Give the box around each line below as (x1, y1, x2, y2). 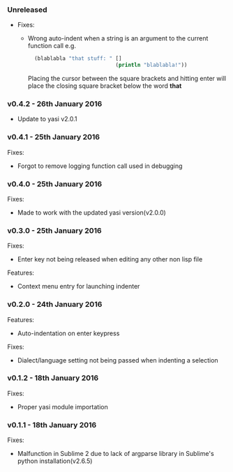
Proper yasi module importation (17, 402, 108, 411)
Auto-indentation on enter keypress (17, 329, 120, 337)
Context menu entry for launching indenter (17, 282, 140, 291)
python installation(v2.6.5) (17, 457, 93, 465)
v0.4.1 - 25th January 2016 (7, 132, 100, 142)
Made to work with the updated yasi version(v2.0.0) (17, 208, 166, 217)
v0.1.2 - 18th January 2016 (7, 373, 99, 383)
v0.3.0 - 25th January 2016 (7, 225, 103, 235)
